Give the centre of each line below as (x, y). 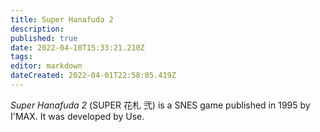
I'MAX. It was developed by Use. (77, 116)
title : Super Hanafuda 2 (62, 19)
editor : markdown (46, 66)
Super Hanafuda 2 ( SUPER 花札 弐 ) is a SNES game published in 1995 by (160, 105)
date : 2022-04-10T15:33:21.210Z (77, 47)
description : (37, 29)
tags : (21, 57)
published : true (44, 38)
